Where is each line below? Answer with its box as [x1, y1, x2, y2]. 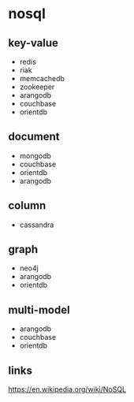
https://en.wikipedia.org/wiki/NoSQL [8, 385, 127, 394]
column [8, 199, 47, 213]
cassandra [19, 220, 54, 229]
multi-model [8, 303, 70, 316]
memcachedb [19, 74, 65, 83]
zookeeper [19, 82, 55, 91]
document [8, 130, 60, 143]
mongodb [19, 151, 51, 160]
